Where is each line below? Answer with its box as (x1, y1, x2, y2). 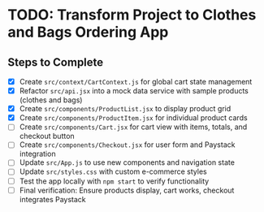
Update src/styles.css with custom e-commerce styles (19, 167, 208, 176)
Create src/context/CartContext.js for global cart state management (19, 77, 253, 86)
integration (19, 149, 56, 159)
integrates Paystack (19, 194, 86, 204)
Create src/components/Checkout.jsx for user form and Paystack (19, 140, 236, 149)
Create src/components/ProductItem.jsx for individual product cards (19, 113, 249, 123)
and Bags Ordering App (7, 23, 169, 41)
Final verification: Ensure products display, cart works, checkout (19, 185, 235, 195)
